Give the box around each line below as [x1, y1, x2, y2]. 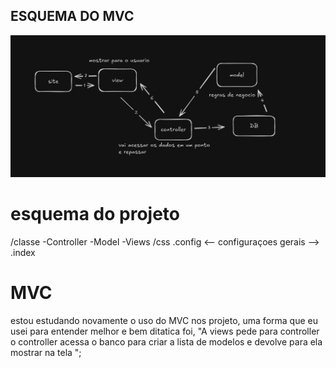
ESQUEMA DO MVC [10, 8, 135, 25]
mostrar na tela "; [10, 346, 82, 358]
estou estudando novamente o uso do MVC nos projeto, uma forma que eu [10, 314, 318, 326]
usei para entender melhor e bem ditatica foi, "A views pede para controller [10, 325, 320, 337]
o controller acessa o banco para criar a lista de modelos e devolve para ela [10, 335, 323, 348]
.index [10, 246, 36, 258]
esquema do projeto [10, 202, 180, 225]
